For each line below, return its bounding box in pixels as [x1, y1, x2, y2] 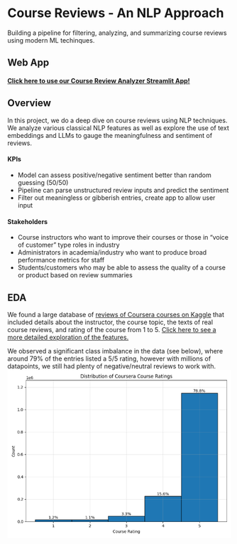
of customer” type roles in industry [17, 240, 120, 250]
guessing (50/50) [17, 178, 69, 186]
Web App [7, 57, 50, 69]
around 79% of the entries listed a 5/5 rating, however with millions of [7, 354, 211, 363]
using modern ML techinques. [7, 36, 95, 44]
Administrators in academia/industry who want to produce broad [17, 248, 207, 257]
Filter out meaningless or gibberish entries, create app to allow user [17, 193, 216, 202]
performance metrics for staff [17, 256, 105, 265]
